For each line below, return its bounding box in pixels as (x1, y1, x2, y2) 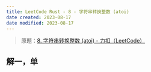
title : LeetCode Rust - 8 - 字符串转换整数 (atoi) (6, 8, 129, 15)
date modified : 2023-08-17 (6, 20, 74, 26)
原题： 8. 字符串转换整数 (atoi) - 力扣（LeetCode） (20, 37, 146, 44)
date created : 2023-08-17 (6, 14, 71, 20)
